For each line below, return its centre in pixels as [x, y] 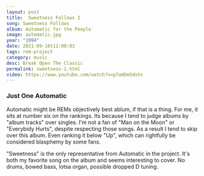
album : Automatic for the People [49, 29]
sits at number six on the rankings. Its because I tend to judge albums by [98, 116]
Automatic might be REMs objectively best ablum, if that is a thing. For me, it [102, 109]
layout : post [23, 12]
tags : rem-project [30, 52]
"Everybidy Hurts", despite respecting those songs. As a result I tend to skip [102, 128]
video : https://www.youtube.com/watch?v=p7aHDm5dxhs [75, 75]
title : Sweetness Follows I [43, 18]
